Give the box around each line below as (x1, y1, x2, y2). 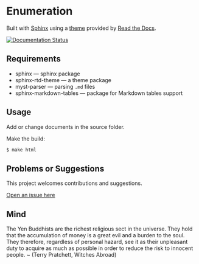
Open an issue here (6, 192, 55, 199)
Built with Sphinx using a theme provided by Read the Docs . (6, 24, 156, 32)
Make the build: (6, 135, 46, 142)
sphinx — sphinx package (15, 70, 80, 77)
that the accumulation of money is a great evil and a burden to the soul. (6, 232, 185, 239)
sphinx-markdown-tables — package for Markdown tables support (15, 89, 183, 97)
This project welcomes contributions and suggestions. (6, 179, 142, 187)
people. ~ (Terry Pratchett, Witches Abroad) (6, 251, 117, 259)
